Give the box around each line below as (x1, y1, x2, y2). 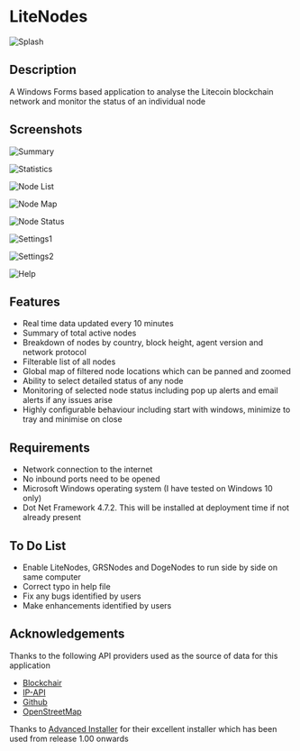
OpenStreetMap (22, 706, 83, 717)
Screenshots (9, 122, 83, 137)
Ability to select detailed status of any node (22, 376, 184, 387)
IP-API (22, 687, 47, 698)
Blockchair (22, 677, 62, 688)
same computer (22, 572, 81, 582)
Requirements (9, 440, 90, 455)
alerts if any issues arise (22, 395, 113, 406)
